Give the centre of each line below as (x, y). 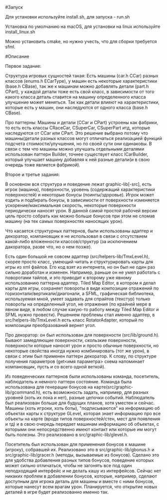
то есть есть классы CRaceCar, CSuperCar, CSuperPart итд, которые (78, 128)
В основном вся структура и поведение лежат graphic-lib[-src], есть (79, 184)
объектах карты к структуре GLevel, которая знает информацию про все (83, 414)
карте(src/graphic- (114, 387)
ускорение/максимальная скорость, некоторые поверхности (71, 205)
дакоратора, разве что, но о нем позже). (49, 247)
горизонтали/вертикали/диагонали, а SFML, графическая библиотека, (80, 293)
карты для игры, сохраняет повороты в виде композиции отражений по (82, 288)
